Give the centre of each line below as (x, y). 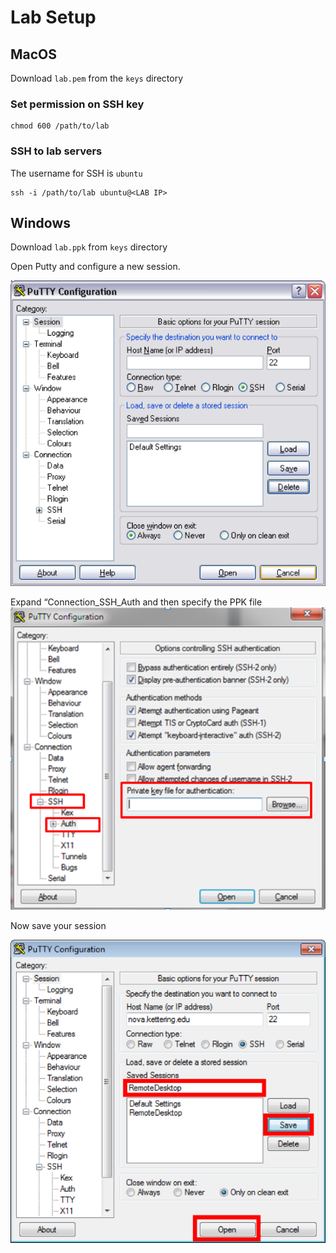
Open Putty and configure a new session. (95, 267)
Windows (40, 222)
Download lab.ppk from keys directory (89, 247)
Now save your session (58, 926)
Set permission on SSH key (77, 104)
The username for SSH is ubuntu (76, 173)
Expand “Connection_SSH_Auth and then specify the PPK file (136, 602)
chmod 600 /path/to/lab (60, 126)
